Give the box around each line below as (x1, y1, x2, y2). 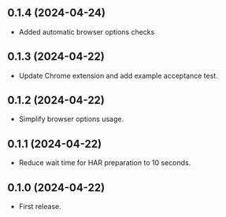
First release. (18, 202, 61, 211)
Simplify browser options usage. (18, 114, 124, 124)
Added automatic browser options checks (18, 27, 155, 36)
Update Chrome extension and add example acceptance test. (18, 71, 218, 80)
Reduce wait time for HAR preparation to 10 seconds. (18, 158, 191, 167)
